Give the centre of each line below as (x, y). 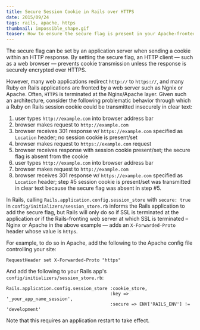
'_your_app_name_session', (40, 299)
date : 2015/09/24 (28, 17)
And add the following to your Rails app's (57, 272)
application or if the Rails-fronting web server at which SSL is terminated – (97, 219)
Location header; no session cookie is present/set (76, 137)
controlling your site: (31, 249)
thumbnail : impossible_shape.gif (48, 28)
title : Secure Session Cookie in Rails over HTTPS (70, 12)
